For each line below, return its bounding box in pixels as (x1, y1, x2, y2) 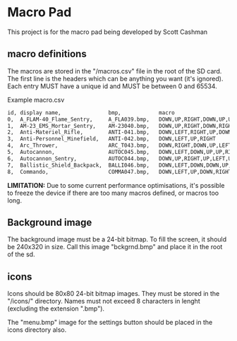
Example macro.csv (7, 95, 65, 104)
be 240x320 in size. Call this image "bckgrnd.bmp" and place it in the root (7, 243, 223, 251)
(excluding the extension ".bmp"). (7, 304, 104, 313)
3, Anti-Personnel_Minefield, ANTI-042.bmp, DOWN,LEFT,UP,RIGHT (7, 136, 217, 143)
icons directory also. (7, 325, 67, 334)
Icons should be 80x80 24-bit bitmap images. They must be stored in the (7, 289, 220, 298)
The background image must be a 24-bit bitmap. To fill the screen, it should (7, 235, 227, 244)
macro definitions (7, 48, 87, 60)
